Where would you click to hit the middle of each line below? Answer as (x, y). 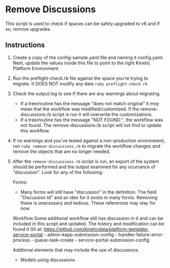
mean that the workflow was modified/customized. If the (80, 109)
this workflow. (35, 130)
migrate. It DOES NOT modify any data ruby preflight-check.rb (80, 83)
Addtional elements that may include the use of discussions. (76, 250)
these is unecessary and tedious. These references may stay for (88, 203)
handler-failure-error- (141, 234)
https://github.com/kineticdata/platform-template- (96, 229)
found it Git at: (28, 229)
